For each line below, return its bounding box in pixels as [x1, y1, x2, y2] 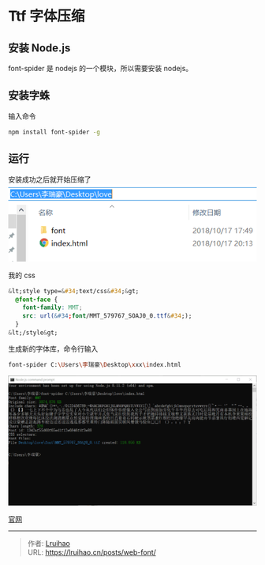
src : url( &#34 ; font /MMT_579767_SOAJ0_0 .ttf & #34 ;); [22, 312, 192, 320]
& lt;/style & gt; [8, 329, 58, 337]
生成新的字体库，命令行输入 [8, 344, 99, 353]
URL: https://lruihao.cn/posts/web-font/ [27, 548, 156, 557]
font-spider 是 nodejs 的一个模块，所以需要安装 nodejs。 [8, 64, 193, 73]
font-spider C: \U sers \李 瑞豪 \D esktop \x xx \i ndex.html [8, 360, 181, 368]
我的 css [8, 270, 35, 280]
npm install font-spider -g [8, 128, 101, 136]
